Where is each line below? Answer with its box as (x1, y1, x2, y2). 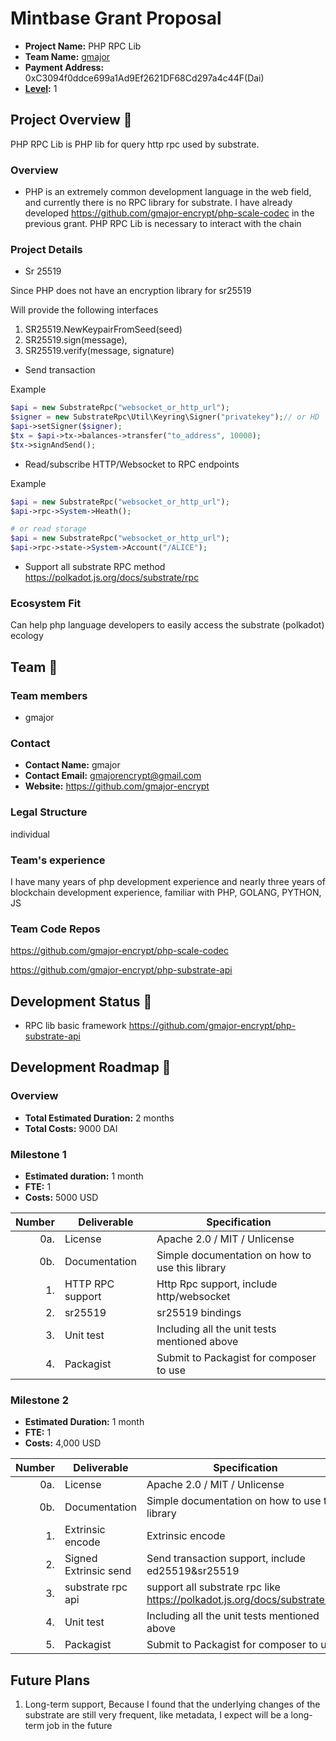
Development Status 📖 (10, 993, 153, 1010)
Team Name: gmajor (24, 50, 111, 62)
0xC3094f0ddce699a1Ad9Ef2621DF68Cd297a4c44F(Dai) (24, 72, 265, 84)
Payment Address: (24, 61, 105, 73)
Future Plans (10, 1672, 91, 1689)
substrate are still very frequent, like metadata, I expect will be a (24, 1709, 289, 1721)
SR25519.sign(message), (24, 334, 128, 346)
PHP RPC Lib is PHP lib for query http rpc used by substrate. (10, 138, 260, 150)
